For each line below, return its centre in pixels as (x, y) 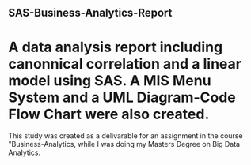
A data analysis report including (116, 47)
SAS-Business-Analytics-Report (90, 13)
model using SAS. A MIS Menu (110, 80)
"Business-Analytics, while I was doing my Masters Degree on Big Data (124, 144)
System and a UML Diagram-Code (122, 97)
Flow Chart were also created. (109, 114)
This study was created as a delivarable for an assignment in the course (125, 136)
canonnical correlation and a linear (125, 64)
